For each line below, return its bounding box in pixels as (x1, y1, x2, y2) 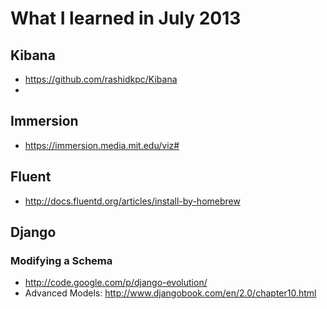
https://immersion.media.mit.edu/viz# (24, 139, 180, 151)
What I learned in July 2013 (10, 7, 242, 30)
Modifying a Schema (10, 253, 113, 267)
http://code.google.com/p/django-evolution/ (24, 277, 208, 289)
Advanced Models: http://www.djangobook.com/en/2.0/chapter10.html (24, 287, 317, 299)
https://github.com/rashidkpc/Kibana (24, 73, 178, 85)
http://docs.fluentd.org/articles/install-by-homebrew (24, 195, 241, 207)
